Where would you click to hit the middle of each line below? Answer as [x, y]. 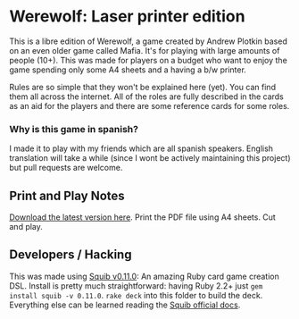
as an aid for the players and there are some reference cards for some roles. [149, 105]
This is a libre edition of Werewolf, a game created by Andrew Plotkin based [148, 41]
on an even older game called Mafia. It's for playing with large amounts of [145, 50]
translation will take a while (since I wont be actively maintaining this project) [150, 158]
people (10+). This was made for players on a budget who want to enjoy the [148, 60]
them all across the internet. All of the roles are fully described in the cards [146, 97]
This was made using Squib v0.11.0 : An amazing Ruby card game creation [144, 276]
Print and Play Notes [67, 195]
